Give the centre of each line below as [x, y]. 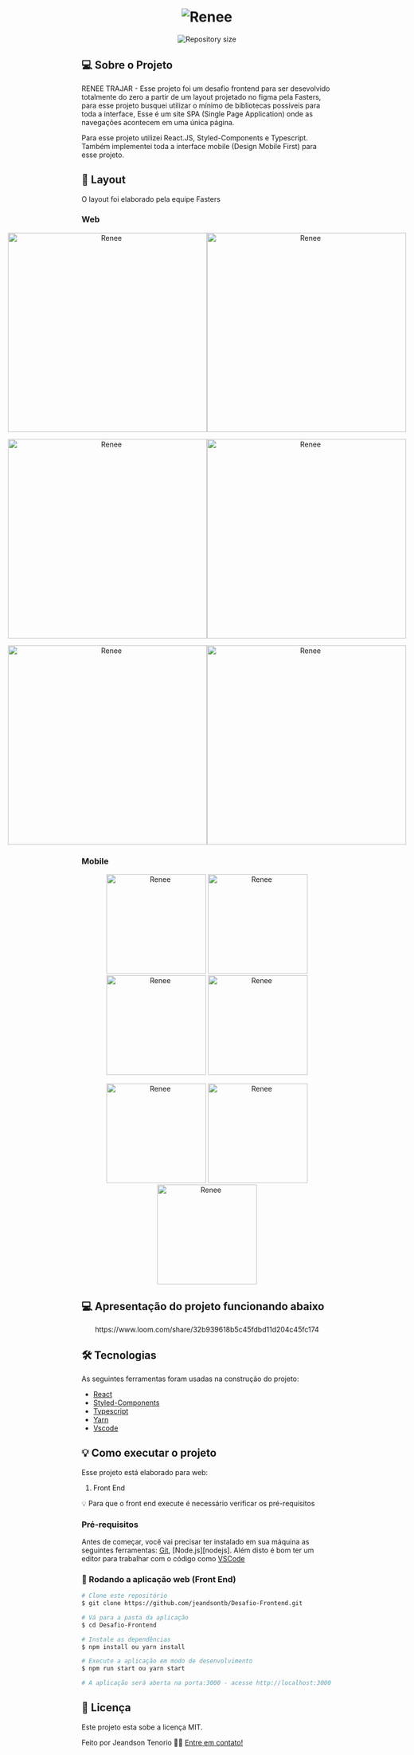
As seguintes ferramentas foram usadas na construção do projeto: [190, 1379]
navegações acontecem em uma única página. [158, 122]
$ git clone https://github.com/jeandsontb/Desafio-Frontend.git [192, 1604]
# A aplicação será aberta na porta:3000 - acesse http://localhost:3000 [207, 1683]
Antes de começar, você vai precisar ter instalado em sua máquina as [195, 1541]
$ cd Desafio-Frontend [119, 1625]
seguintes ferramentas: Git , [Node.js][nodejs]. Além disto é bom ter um [198, 1550]
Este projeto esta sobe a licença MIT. [142, 1727]
